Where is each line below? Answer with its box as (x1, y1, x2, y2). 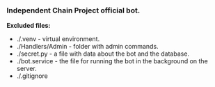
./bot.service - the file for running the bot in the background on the (16, 57, 208, 65)
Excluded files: (6, 22, 51, 30)
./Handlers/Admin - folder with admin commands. (16, 42, 159, 51)
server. (16, 65, 38, 73)
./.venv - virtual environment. (16, 35, 100, 43)
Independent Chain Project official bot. (6, 6, 141, 15)
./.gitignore (16, 72, 48, 80)
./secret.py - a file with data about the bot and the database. (16, 49, 189, 58)
